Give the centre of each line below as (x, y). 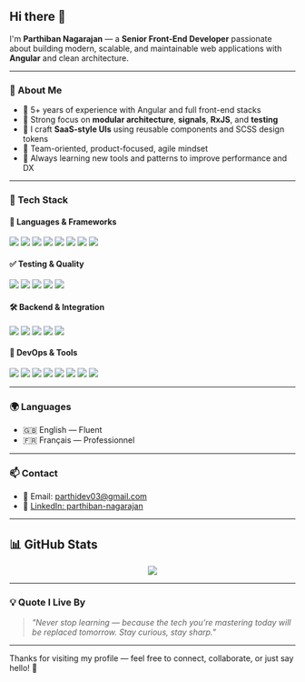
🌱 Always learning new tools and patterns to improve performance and (155, 158)
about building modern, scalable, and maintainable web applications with (146, 48)
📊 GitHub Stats (54, 544)
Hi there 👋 (38, 17)
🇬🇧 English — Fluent (62, 430)
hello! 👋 (24, 667)
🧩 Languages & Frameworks (63, 221)
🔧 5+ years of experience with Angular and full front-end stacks (142, 110)
